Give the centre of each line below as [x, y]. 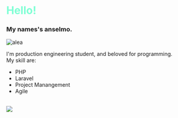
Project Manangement [43, 85]
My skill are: [21, 60]
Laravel [24, 78]
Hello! [21, 11]
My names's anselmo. [39, 29]
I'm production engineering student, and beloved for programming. [90, 54]
